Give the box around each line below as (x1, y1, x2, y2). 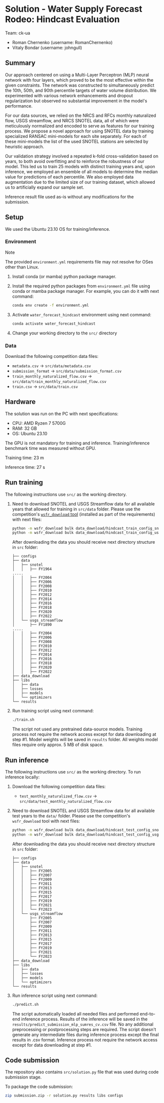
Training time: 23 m (5, 455, 44, 461)
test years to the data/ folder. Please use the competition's (12, 813, 131, 818)
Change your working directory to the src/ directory (12, 330, 117, 336)
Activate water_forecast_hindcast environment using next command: (12, 311, 151, 317)
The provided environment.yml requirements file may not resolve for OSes (5, 259, 153, 265)
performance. (5, 103, 33, 109)
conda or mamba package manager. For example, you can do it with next (12, 288, 160, 294)
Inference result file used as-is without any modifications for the (5, 194, 134, 199)
